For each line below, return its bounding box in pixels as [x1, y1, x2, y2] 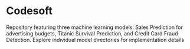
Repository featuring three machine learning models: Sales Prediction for [6, 24, 184, 31]
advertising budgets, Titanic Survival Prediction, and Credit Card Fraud [6, 30, 178, 37]
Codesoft [6, 4, 53, 18]
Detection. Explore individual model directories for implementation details [6, 36, 185, 43]
